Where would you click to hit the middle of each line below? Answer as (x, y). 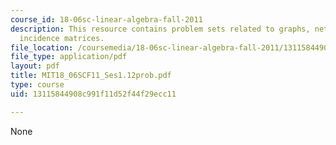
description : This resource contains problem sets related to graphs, (160, 29)
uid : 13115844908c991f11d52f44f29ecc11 (93, 94)
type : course (37, 85)
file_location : (42, 47)
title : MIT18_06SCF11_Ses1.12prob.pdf (91, 76)
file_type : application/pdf (69, 57)
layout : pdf (35, 66)
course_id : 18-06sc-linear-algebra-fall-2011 (106, 19)
